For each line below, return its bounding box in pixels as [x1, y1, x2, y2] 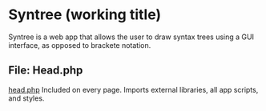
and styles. [8, 93, 45, 103]
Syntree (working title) [8, 6, 162, 24]
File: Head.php [8, 64, 83, 77]
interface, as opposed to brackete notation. [8, 40, 151, 50]
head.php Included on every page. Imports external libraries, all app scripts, [8, 85, 259, 94]
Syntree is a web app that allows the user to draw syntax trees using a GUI [8, 32, 255, 42]
